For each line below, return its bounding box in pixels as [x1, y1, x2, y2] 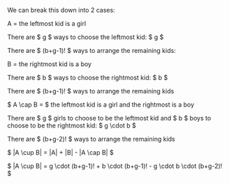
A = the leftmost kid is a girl [7, 20, 87, 27]
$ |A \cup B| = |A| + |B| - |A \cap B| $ [7, 148, 114, 156]
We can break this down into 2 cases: [7, 6, 115, 14]
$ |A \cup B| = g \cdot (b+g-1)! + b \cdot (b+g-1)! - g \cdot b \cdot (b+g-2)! [7, 162, 223, 170]
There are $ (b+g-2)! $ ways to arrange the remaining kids [7, 135, 176, 143]
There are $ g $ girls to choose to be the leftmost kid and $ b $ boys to [7, 114, 212, 122]
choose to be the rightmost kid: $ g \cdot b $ [7, 121, 136, 130]
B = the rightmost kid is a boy [7, 60, 92, 68]
